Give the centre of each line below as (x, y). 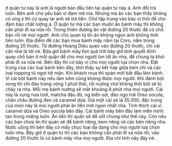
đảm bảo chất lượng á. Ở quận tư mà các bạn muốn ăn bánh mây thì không (84, 24)
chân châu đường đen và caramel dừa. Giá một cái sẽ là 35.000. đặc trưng (84, 100)
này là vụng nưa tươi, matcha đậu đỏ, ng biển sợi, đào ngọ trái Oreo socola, (85, 95)
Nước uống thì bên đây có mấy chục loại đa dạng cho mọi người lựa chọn (83, 127)
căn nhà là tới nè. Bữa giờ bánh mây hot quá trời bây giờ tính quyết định (81, 51)
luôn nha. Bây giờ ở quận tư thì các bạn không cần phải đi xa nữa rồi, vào (82, 132)
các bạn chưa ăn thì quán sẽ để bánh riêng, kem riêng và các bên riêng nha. (86, 122)
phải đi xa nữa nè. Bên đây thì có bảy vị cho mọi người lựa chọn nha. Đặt (82, 62)
